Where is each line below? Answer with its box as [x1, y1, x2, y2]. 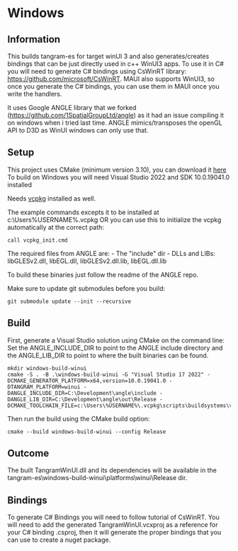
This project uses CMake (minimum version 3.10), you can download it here [7, 165, 227, 174]
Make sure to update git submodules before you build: [7, 284, 165, 292]
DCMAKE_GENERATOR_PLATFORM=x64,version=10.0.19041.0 [7, 377, 166, 384]
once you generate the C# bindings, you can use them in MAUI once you [7, 82, 220, 90]
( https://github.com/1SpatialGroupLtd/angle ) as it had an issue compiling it [7, 111, 225, 119]
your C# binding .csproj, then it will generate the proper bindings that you [7, 528, 222, 537]
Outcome [7, 447, 50, 460]
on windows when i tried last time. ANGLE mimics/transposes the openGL [7, 118, 222, 127]
